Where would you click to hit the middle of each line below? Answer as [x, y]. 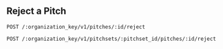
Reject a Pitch [36, 11]
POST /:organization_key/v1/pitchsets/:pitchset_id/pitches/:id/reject [111, 39]
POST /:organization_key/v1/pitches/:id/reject [76, 27]
